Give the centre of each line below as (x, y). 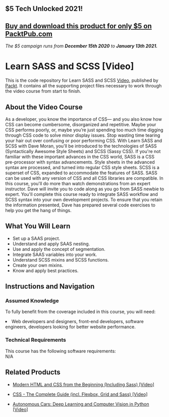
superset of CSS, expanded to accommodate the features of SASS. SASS (81, 173)
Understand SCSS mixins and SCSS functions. (61, 259)
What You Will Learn (38, 226)
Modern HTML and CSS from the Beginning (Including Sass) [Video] (83, 384)
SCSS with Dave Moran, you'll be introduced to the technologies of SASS (81, 146)
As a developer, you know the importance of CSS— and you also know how (84, 119)
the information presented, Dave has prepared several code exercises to (80, 205)
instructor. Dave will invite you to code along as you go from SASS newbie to (85, 189)
